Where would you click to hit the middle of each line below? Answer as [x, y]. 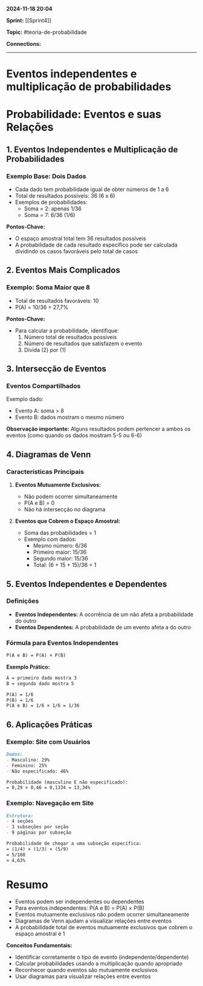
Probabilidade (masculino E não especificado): [67, 782]
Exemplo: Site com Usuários [48, 742]
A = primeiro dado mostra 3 [42, 678]
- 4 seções [20, 822]
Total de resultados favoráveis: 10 [57, 300]
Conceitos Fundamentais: [39, 945]
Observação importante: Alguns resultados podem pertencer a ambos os [98, 429]
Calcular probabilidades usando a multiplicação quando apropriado [99, 963]
